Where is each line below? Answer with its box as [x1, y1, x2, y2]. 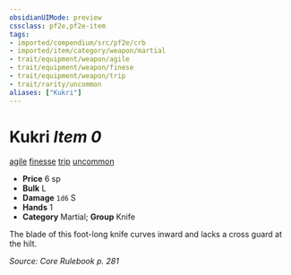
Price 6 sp [21, 174, 61, 185]
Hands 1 [21, 202, 54, 213]
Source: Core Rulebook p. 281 [9, 256, 119, 267]
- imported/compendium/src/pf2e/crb [9, 38, 146, 47]
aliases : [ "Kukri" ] [9, 88, 82, 97]
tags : [9, 30, 30, 39]
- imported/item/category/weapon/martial [9, 47, 167, 56]
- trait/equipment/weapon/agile [9, 55, 130, 64]
